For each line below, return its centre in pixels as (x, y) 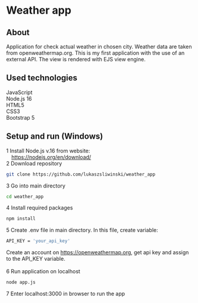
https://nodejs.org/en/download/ (51, 157)
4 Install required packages (40, 208)
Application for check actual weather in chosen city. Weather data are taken (99, 46)
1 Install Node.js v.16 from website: (48, 151)
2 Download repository (34, 163)
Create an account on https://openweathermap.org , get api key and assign (98, 252)
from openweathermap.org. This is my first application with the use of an (95, 53)
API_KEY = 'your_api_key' (38, 241)
